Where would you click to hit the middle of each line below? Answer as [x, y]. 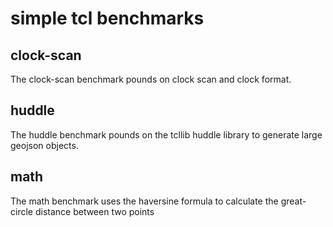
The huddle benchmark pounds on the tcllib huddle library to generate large [166, 134]
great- [293, 201]
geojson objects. [44, 145]
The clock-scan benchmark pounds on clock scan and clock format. [151, 79]
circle [21, 211]
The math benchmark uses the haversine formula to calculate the [144, 201]
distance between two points [94, 211]
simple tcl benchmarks [107, 18]
